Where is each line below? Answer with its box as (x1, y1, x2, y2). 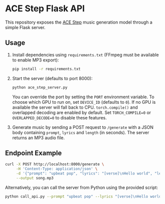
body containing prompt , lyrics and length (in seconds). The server (12, 129, 150, 135)
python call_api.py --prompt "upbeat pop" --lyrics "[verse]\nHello (5, 194, 148, 199)
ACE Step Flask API (5, 3, 85, 14)
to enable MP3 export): (12, 57, 59, 63)
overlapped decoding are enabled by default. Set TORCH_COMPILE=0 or (12, 109, 151, 116)
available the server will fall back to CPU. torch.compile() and (12, 104, 138, 110)
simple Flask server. (5, 24, 46, 30)
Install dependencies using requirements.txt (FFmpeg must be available (12, 52, 159, 58)
